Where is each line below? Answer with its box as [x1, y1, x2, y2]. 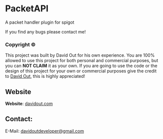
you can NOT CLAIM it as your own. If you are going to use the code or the [5, 63, 158, 69]
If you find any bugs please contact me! [5, 29, 86, 35]
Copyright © [5, 41, 36, 48]
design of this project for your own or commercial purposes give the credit [5, 68, 157, 74]
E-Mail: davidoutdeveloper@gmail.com [5, 128, 84, 134]
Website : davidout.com [5, 101, 53, 106]
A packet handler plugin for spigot [5, 19, 75, 25]
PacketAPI [5, 3, 48, 14]
